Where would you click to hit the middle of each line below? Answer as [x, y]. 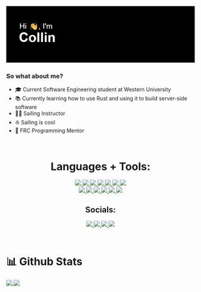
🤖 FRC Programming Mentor [50, 130]
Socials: [100, 210]
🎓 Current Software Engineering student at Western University [93, 90]
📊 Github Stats [44, 262]
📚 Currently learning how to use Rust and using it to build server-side [101, 99]
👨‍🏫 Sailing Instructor [40, 114]
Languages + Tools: [100, 166]
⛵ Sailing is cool [35, 123]
